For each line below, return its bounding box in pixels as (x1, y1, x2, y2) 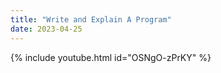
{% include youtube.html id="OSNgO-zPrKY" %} (10, 51, 212, 63)
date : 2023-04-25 (10, 24, 83, 34)
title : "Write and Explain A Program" (10, 14, 172, 25)
